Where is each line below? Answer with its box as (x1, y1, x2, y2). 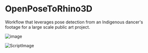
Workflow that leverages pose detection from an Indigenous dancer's (5, 19, 144, 25)
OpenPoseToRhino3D (5, 3, 93, 14)
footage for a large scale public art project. (5, 24, 90, 30)
